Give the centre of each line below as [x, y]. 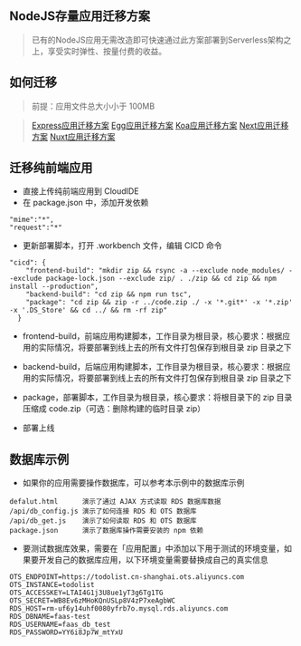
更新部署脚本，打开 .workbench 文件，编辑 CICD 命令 [122, 246]
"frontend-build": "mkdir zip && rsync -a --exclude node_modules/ [155, 271]
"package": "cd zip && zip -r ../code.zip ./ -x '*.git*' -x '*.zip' [160, 303]
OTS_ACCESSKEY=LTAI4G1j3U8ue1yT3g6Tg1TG [87, 593]
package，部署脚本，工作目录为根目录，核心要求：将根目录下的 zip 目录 [157, 398]
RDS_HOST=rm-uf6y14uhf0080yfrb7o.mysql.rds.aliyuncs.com [119, 609]
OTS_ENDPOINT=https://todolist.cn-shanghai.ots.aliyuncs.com [127, 577]
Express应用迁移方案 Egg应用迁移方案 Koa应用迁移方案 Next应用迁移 [160, 125]
